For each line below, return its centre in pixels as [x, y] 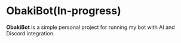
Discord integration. [30, 33]
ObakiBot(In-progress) [64, 11]
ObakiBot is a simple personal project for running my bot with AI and [90, 27]
